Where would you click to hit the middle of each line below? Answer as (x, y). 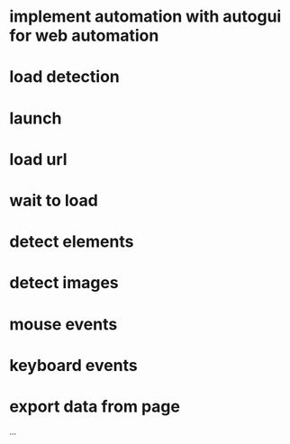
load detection (64, 77)
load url (38, 159)
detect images (64, 283)
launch (36, 118)
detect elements (72, 242)
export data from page (95, 406)
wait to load (54, 200)
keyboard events (73, 365)
